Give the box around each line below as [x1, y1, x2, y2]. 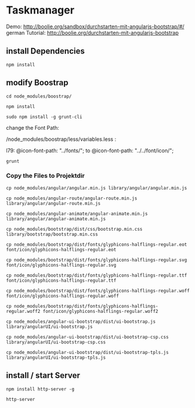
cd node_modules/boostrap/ [6, 93, 72, 99]
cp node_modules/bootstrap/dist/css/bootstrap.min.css [6, 226, 143, 232]
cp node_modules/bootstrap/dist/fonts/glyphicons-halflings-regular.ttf [6, 272, 187, 278]
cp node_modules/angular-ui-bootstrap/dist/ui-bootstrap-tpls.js [6, 349, 169, 355]
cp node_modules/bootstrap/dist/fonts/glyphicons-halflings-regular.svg [6, 257, 187, 263]
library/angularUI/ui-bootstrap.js [6, 323, 93, 329]
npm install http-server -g [6, 386, 75, 392]
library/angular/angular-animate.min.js [6, 215, 107, 222]
